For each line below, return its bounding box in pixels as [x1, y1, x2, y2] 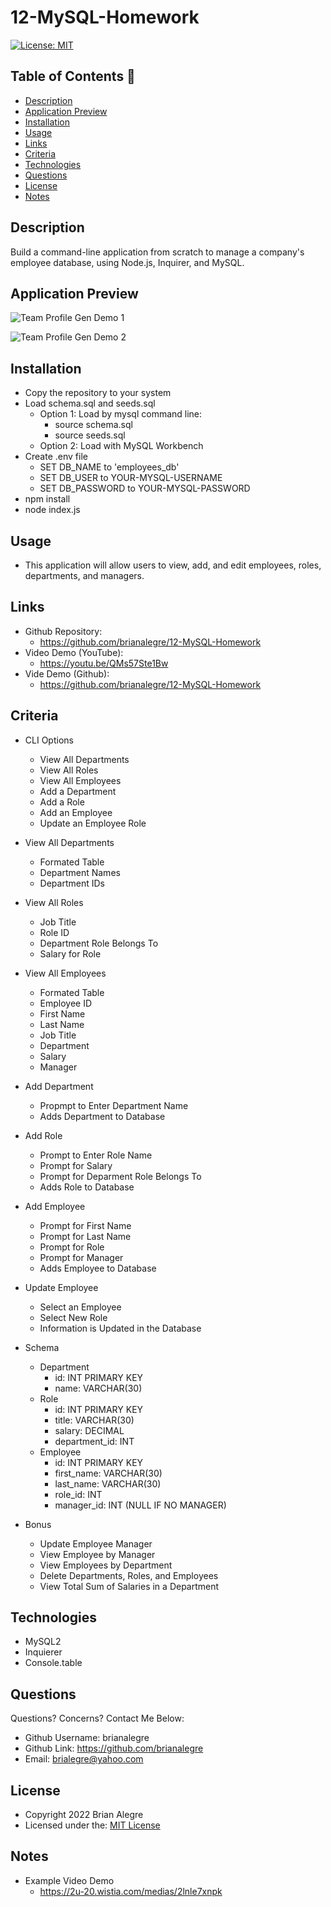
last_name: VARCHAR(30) [54, 1477, 162, 1490]
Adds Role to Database [39, 1181, 135, 1193]
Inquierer [24, 1646, 63, 1658]
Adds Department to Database [39, 1110, 166, 1122]
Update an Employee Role [39, 817, 147, 829]
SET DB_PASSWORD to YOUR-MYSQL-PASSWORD [39, 482, 251, 495]
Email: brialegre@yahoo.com [24, 1753, 144, 1765]
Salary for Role [39, 947, 102, 960]
